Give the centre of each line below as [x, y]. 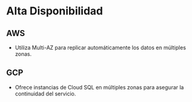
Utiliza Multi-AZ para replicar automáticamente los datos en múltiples [100, 47]
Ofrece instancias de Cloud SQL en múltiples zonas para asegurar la [99, 87]
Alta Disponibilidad [55, 11]
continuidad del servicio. [45, 94]
